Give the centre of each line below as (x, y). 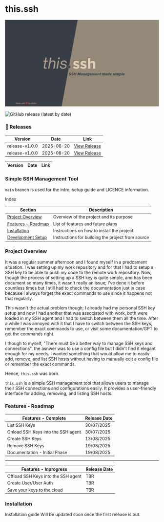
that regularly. (19, 298)
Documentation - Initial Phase (37, 452)
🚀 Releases (18, 127)
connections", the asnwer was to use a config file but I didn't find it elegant (81, 348)
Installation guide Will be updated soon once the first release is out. (73, 515)
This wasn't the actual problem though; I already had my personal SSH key (80, 308)
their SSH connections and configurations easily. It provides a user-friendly (81, 388)
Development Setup (27, 238)
